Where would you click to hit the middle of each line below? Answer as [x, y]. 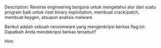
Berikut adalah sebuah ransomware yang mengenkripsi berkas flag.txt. [75, 27]
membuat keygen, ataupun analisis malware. [49, 17]
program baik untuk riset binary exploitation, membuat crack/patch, [72, 12]
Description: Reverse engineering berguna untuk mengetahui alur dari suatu [80, 7]
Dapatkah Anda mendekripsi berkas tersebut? [50, 32]
